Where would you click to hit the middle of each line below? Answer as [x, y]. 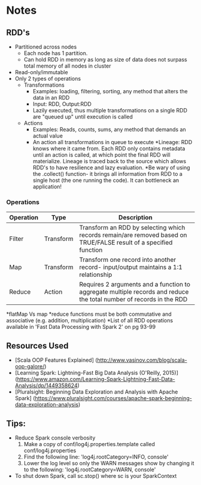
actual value [48, 136]
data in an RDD [51, 97]
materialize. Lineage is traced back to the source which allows [109, 161]
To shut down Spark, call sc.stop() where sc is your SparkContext [96, 475]
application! [47, 187]
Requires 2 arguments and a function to [135, 285]
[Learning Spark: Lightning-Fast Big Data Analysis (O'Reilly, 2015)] [96, 373]
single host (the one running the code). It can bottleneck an [106, 180]
